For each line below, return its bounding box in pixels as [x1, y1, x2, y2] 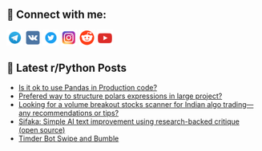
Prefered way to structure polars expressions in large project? [18, 91, 223, 101]
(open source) [18, 125, 66, 134]
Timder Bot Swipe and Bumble [18, 133, 119, 143]
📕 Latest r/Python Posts [6, 62, 127, 75]
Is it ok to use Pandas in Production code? [18, 82, 157, 92]
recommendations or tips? [32, 108, 119, 117]
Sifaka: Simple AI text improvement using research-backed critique [18, 117, 240, 126]
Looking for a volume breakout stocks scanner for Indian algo [18, 99, 222, 109]
